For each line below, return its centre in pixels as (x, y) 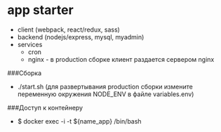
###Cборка (25, 73)
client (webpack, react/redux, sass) (69, 29)
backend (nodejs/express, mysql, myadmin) (81, 37)
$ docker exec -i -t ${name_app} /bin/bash (79, 121)
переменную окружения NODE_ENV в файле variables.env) (106, 94)
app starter (40, 10)
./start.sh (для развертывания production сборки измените (105, 86)
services (30, 44)
